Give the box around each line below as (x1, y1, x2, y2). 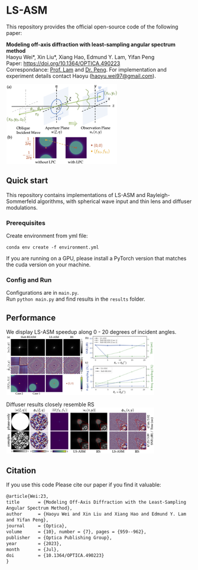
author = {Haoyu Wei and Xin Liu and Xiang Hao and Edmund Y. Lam (6, 511, 186, 517)
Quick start (6, 176, 48, 186)
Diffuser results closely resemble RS (6, 401, 95, 408)
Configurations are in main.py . (6, 289, 79, 297)
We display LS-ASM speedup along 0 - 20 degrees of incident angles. (6, 329, 177, 336)
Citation (6, 465, 37, 475)
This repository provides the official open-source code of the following (6, 23, 178, 30)
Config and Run (6, 276, 52, 284)
